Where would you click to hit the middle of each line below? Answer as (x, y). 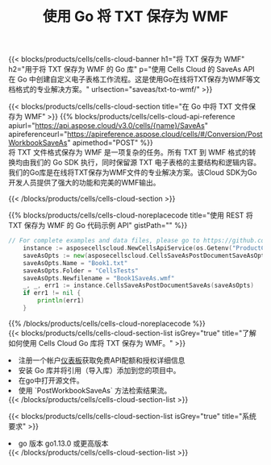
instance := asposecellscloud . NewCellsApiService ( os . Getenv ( (127, 248)
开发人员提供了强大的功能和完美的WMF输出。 (84, 183)
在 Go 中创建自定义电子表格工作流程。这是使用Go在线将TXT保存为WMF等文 (134, 79)
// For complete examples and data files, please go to (104, 241)
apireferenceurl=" (38, 135)
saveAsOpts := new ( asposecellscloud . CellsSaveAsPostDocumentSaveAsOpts (146, 255)
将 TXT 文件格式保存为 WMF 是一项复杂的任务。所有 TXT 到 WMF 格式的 (129, 152)
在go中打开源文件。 (51, 380)
